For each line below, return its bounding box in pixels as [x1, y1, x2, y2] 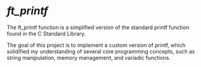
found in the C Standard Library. [7, 30, 86, 37]
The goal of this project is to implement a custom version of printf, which [7, 42, 186, 49]
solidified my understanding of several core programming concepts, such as [7, 47, 195, 55]
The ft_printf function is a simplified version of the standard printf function [7, 24, 190, 31]
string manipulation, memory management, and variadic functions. [7, 54, 171, 61]
